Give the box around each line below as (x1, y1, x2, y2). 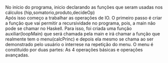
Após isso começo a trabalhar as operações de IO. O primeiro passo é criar (5, 15, 162, 20)
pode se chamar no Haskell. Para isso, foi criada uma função (5, 25, 132, 31)
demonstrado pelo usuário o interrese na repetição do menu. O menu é (5, 41, 153, 47)
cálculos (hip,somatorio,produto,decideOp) (5, 9, 95, 15)
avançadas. (5, 52, 29, 58)
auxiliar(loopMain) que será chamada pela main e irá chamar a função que (5, 31, 160, 36)
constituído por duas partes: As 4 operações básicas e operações (5, 47, 143, 52)
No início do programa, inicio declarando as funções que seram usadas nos (5, 4, 163, 10)
